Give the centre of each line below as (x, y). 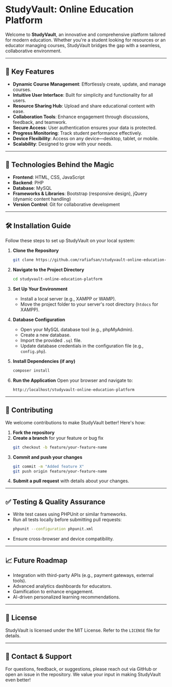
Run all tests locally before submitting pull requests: (67, 520)
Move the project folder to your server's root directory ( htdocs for (89, 304)
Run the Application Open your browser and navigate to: (73, 380)
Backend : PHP (28, 182)
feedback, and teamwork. (40, 122)
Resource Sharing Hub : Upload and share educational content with (84, 105)
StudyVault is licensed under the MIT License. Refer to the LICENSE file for (83, 630)
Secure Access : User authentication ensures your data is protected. (85, 127)
